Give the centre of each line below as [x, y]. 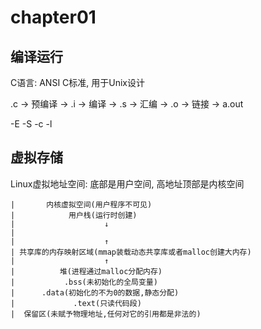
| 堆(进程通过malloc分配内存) [86, 271]
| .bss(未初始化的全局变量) [84, 282]
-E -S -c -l [31, 124]
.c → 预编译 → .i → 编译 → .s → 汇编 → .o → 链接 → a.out [127, 104]
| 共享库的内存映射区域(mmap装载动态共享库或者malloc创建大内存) [131, 252]
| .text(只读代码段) [76, 303]
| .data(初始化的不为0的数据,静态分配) [95, 292]
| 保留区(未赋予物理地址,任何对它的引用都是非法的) [106, 314]
